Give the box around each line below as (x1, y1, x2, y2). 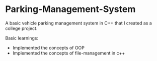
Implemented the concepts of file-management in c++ (12, 50, 125, 56)
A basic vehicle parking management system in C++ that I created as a (5, 20, 152, 26)
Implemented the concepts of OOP (12, 44, 85, 50)
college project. (5, 25, 38, 31)
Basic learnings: (5, 35, 39, 41)
